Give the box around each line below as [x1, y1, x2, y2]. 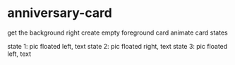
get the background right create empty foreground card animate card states [7, 28, 228, 37]
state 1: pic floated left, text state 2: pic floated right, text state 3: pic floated [7, 42, 228, 50]
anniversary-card [7, 5, 113, 21]
